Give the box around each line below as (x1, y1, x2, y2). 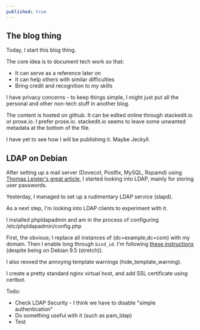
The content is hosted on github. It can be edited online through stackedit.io (6, 111, 193, 119)
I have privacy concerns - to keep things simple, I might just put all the (6, 94, 179, 101)
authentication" (14, 306, 53, 313)
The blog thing (6, 31, 61, 41)
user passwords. (6, 182, 48, 189)
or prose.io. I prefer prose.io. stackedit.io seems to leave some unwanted (6, 118, 186, 125)
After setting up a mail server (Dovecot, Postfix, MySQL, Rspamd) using (6, 169, 182, 176)
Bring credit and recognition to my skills (14, 82, 113, 89)
